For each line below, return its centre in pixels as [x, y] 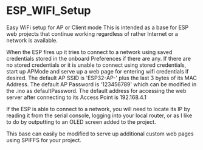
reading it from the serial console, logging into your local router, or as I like [99, 115]
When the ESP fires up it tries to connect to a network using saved [89, 52]
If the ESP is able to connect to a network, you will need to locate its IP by [98, 109]
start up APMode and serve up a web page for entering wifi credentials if [98, 71]
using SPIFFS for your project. [44, 140]
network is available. [32, 40]
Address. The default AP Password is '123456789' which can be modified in [101, 84]
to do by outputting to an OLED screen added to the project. [81, 121]
